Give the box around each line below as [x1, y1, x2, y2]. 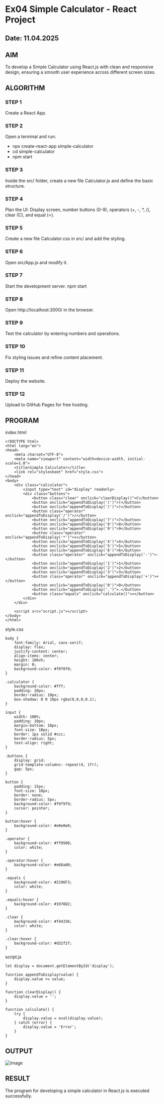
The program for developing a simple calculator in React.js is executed [5, 1088, 150, 1094]
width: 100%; [14, 714, 41, 720]
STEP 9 [5, 320, 23, 327]
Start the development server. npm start [5, 283, 87, 289]
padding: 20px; [14, 688, 46, 693]
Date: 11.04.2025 [5, 34, 59, 42]
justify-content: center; [14, 649, 68, 654]
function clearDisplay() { [5, 990, 61, 995]
